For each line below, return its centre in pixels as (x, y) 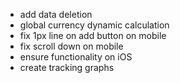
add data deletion (56, 14)
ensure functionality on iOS (76, 57)
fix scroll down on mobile (71, 46)
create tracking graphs (67, 67)
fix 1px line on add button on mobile (93, 35)
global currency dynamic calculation (94, 25)
